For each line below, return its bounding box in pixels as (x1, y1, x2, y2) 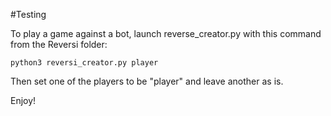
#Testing (10, 9, 47, 20)
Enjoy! (10, 95, 37, 106)
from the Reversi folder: (10, 39, 108, 50)
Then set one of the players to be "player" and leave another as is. (10, 75, 284, 87)
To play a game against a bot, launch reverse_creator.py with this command (10, 28, 322, 39)
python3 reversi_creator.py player (10, 58, 159, 68)
